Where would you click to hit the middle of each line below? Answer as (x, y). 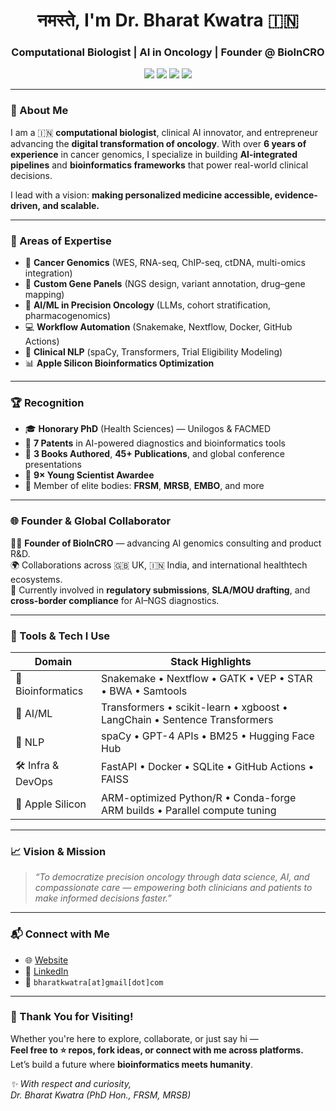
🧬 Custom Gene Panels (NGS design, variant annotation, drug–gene (165, 284)
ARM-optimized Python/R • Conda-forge (199, 797)
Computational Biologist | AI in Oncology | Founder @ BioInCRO (168, 52)
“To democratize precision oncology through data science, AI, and (172, 877)
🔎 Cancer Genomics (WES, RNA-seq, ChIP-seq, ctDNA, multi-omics (165, 263)
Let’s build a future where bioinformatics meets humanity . (131, 1064)
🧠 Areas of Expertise (61, 241)
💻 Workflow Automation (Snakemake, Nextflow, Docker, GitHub (158, 327)
